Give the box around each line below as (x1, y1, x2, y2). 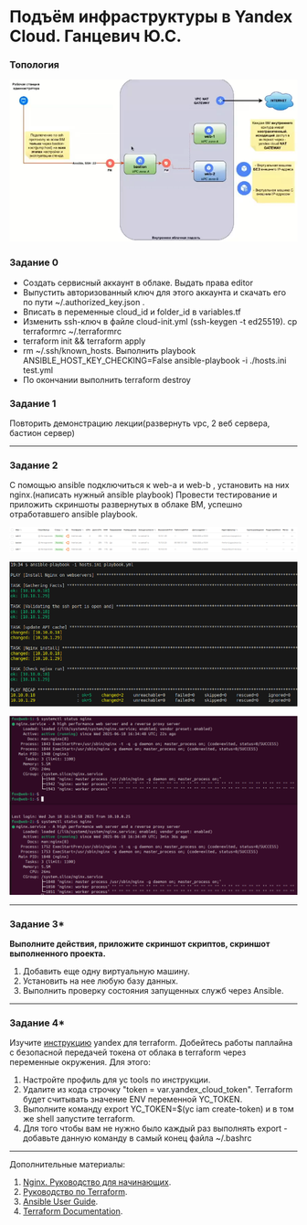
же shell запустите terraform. (22, 1113, 135, 1124)
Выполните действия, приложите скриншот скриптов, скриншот (9, 938, 270, 949)
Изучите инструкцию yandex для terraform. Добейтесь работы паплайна (9, 1038, 293, 1049)
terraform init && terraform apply (22, 336, 146, 346)
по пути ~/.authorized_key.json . (22, 296, 145, 307)
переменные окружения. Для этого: (9, 1057, 151, 1068)
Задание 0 (9, 256, 59, 269)
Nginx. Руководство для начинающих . (22, 1177, 172, 1188)
